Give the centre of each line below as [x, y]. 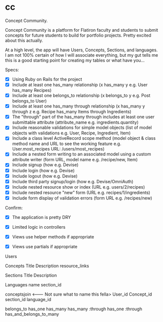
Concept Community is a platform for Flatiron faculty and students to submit [82, 30]
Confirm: [14, 208]
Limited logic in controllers [39, 227]
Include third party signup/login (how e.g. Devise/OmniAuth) [73, 181]
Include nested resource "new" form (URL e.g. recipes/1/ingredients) [81, 193]
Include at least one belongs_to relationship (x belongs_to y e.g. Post [81, 96]
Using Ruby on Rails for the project [47, 79]
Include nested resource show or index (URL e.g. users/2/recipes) [79, 187]
